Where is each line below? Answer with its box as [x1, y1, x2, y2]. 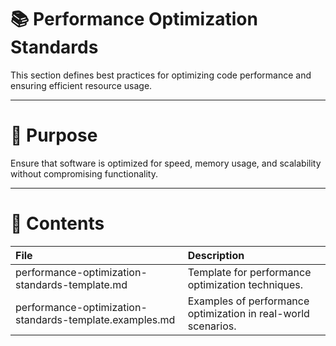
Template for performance [187, 265, 312, 279]
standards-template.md [15, 277, 128, 291]
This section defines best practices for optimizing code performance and [10, 69, 312, 81]
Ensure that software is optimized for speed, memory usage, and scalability [10, 157, 322, 169]
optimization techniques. [187, 277, 304, 291]
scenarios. [187, 319, 237, 333]
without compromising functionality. [10, 167, 158, 180]
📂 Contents [10, 212, 105, 235]
